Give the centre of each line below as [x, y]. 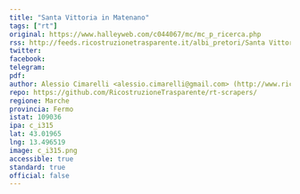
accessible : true [42, 159]
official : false [39, 175]
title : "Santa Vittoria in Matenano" [79, 17]
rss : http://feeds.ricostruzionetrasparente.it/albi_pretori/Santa [137, 42]
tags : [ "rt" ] [33, 26]
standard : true [37, 167]
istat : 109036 [36, 117]
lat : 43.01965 [36, 134]
